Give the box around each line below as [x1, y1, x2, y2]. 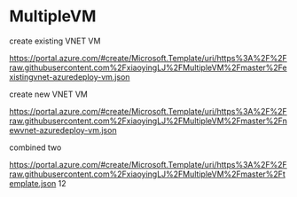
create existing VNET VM [9, 35, 101, 46]
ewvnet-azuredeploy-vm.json [9, 124, 117, 135]
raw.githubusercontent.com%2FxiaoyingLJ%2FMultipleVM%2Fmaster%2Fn [9, 115, 288, 126]
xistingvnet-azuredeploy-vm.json [9, 71, 130, 82]
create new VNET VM [9, 89, 89, 99]
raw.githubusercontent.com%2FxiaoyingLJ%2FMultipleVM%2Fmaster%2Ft [9, 169, 285, 179]
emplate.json [9, 177, 57, 188]
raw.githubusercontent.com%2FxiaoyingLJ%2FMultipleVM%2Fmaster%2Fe [9, 62, 287, 73]
